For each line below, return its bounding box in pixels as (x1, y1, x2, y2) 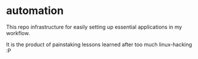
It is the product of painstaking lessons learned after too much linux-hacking (6, 41, 192, 48)
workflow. (6, 29, 30, 36)
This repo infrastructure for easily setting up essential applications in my (6, 23, 182, 30)
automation (6, 4, 64, 18)
